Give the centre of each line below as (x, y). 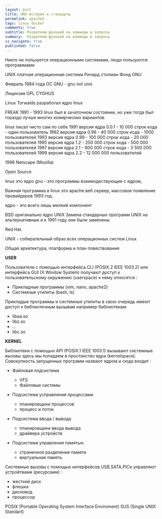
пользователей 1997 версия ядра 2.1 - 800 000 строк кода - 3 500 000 (78, 147)
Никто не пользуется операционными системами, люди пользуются (76, 60)
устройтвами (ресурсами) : (34, 472)
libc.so (19, 332)
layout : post (18, 10)
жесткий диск (27, 481)
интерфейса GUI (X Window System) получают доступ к (63, 272)
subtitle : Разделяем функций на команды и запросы (57, 32)
